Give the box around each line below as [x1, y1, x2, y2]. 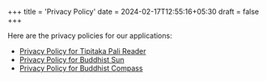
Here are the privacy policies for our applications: [7, 31, 172, 40]
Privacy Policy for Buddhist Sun [19, 55, 125, 64]
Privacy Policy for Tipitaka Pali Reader [19, 47, 146, 55]
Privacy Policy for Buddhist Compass [19, 63, 143, 73]
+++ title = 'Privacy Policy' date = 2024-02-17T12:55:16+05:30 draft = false [7, 7, 260, 16]
